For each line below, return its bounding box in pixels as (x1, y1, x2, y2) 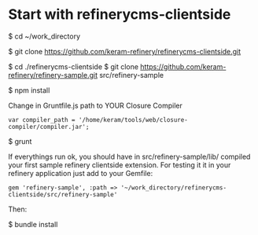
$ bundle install (8, 219, 58, 229)
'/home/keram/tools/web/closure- (78, 116, 189, 123)
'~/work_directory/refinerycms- (120, 183, 227, 192)
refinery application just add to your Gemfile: (8, 168, 153, 178)
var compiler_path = (8, 116, 76, 123)
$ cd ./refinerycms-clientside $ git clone (8, 61, 139, 72)
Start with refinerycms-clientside (8, 6, 231, 24)
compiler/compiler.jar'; (8, 123, 90, 130)
